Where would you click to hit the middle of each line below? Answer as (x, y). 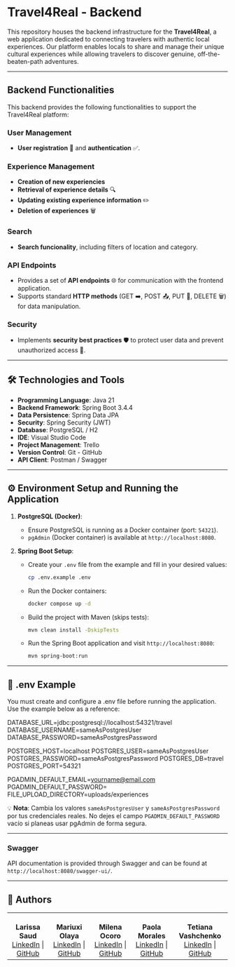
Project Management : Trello (58, 445)
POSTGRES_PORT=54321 (44, 766)
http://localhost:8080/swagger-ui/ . (60, 871)
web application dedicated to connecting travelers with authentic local (108, 39)
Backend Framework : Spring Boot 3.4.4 (75, 408)
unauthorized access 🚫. (51, 350)
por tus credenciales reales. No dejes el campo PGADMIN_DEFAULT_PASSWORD (114, 816)
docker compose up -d (59, 603)
